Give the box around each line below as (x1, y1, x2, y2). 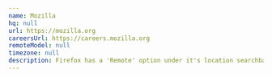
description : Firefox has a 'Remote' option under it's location (8, 57, 233, 65)
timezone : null (8, 49, 60, 57)
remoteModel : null (8, 42, 70, 50)
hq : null (8, 19, 38, 27)
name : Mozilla (8, 11, 57, 20)
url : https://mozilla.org (8, 26, 96, 34)
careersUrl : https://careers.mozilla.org (8, 34, 151, 43)
